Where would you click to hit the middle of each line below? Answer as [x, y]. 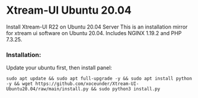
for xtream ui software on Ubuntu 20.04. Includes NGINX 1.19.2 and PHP [94, 33]
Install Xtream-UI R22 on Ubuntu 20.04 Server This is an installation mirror [97, 27]
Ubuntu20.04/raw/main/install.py [47, 89]
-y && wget [20, 84]
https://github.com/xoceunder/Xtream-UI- [87, 84]
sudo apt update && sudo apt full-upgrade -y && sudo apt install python [99, 79]
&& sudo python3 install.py [126, 89]
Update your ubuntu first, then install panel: [59, 68]
